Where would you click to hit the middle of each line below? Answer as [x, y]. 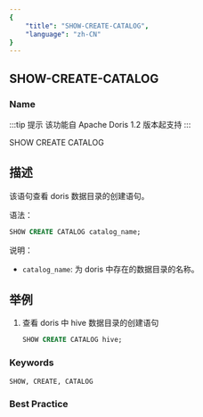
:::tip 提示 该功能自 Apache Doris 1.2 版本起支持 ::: [100, 124]
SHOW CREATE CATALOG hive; [72, 340]
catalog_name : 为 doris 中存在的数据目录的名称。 [110, 269]
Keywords [32, 363]
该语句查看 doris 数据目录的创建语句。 [79, 196]
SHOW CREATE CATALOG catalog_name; [75, 232]
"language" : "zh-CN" [63, 34]
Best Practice [39, 404]
